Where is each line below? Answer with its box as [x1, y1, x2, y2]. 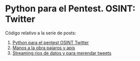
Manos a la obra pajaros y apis [12, 45, 75, 51]
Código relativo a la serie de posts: [5, 30, 76, 36]
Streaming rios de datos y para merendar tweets [12, 50, 112, 56]
